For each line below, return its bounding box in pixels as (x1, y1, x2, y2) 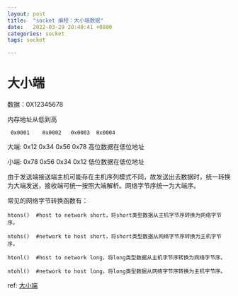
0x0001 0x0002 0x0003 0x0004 (10, 129, 115, 136)
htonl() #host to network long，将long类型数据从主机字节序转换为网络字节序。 (7, 254, 227, 261)
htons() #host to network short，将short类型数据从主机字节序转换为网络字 (7, 212, 217, 219)
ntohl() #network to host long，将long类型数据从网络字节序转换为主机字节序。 (7, 268, 227, 276)
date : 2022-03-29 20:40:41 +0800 (7, 23, 113, 30)
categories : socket (7, 30, 65, 37)
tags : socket (7, 37, 46, 44)
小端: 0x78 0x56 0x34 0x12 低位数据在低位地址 (7, 158, 144, 166)
